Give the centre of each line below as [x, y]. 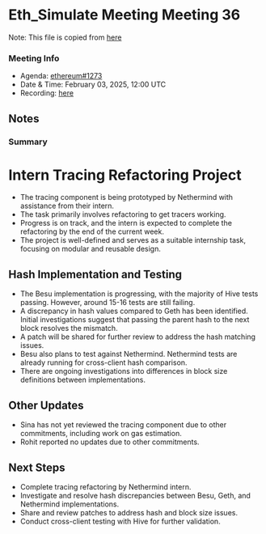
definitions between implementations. [83, 380]
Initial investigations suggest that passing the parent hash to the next [135, 320]
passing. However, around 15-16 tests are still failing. [108, 303]
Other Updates [46, 405]
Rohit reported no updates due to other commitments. [110, 442]
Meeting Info [34, 58]
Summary [28, 142]
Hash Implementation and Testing [95, 274]
